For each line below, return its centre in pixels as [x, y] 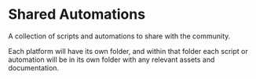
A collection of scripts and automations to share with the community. [119, 36]
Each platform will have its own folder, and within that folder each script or [128, 51]
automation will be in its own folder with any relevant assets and [112, 59]
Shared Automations [77, 14]
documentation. [34, 67]
